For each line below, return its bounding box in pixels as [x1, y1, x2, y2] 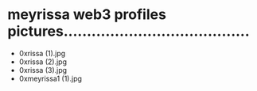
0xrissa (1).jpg [18, 48, 66, 58]
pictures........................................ [7, 22, 250, 40]
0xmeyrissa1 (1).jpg [18, 74, 83, 83]
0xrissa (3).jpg [18, 65, 68, 74]
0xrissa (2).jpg [18, 57, 67, 66]
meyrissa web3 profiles [7, 6, 166, 24]
